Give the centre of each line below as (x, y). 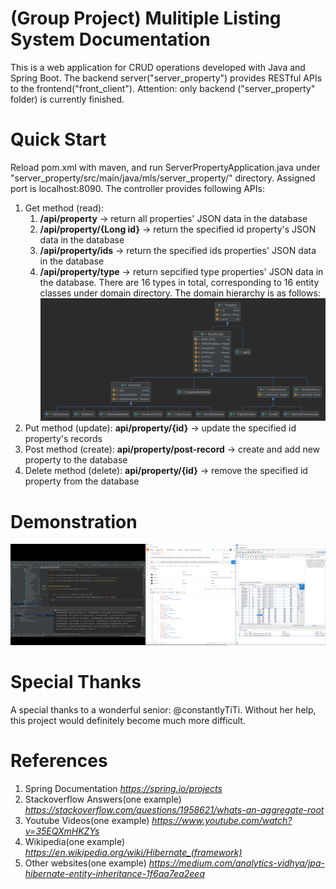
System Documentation (110, 39)
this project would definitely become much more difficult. (128, 721)
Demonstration (74, 521)
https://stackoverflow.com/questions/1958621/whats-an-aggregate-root (174, 810)
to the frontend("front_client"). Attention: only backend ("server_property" (163, 88)
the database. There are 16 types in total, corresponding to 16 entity (179, 282)
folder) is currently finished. (67, 99)
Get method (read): (64, 208)
